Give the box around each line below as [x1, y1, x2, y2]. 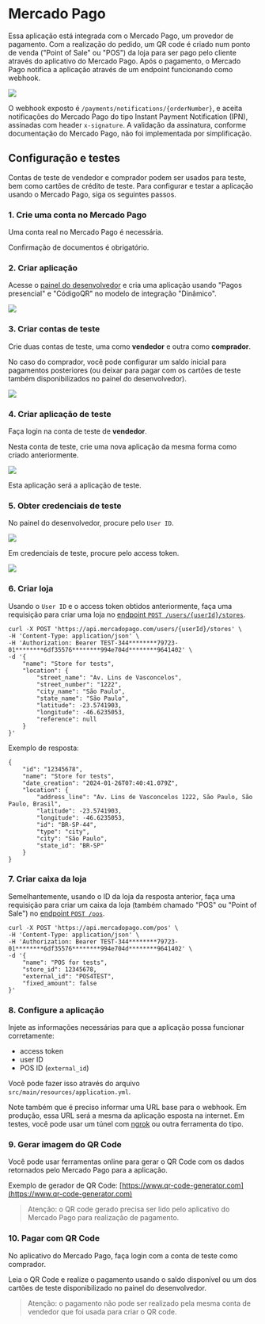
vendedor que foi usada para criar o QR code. [27, 1307, 177, 1316]
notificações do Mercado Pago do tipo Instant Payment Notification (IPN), [8, 112, 248, 121]
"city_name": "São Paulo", [36, 687, 126, 695]
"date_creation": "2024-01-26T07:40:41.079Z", [22, 779, 179, 787]
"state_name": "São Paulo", [36, 695, 129, 702]
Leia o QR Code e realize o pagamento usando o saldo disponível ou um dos [8, 1274, 257, 1284]
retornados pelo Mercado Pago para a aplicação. [8, 1165, 168, 1175]
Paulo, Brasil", [8, 800, 62, 808]
